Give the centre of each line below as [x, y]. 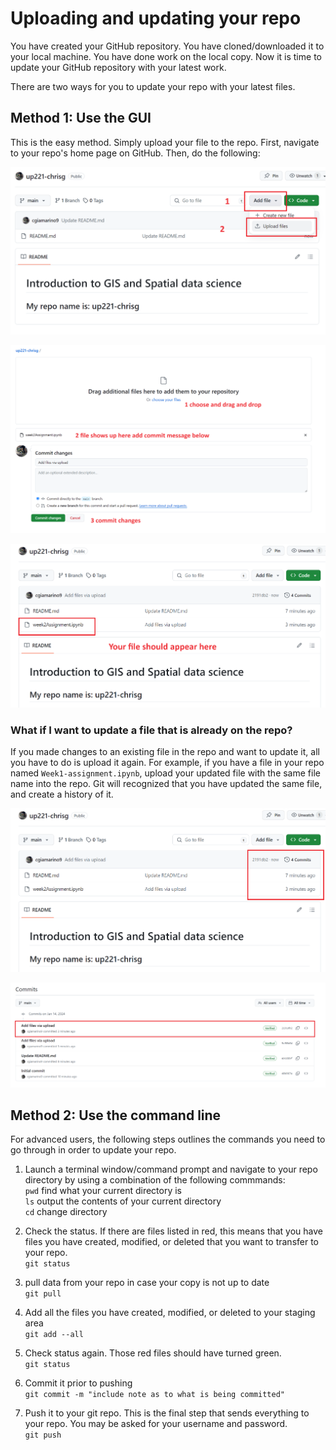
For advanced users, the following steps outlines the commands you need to [168, 1139]
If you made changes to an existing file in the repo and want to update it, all [165, 752]
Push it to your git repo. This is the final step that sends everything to [167, 1413]
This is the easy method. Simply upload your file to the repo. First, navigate [165, 142]
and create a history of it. [62, 794]
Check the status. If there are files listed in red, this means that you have [174, 1231]
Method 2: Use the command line [116, 1115]
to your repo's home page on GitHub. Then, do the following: [135, 153]
